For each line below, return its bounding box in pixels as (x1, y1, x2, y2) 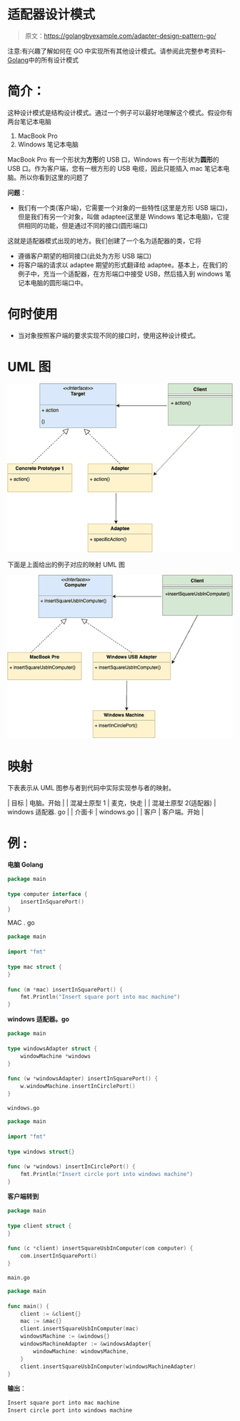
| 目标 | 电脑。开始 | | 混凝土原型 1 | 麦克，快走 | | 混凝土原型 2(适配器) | (7, 799, 216, 807)
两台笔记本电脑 (7, 117, 51, 126)
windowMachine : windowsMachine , (33, 1347, 130, 1355)
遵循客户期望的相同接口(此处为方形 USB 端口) (17, 251, 152, 260)
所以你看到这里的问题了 (19, 173, 89, 181)
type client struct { (7, 1222, 72, 1230)
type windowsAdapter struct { (7, 1044, 98, 1052)
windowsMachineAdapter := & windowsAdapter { (20, 1340, 152, 1347)
